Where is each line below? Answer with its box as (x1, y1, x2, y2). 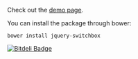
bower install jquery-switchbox (7, 32, 101, 39)
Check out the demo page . (7, 6, 84, 14)
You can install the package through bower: (7, 19, 132, 27)
